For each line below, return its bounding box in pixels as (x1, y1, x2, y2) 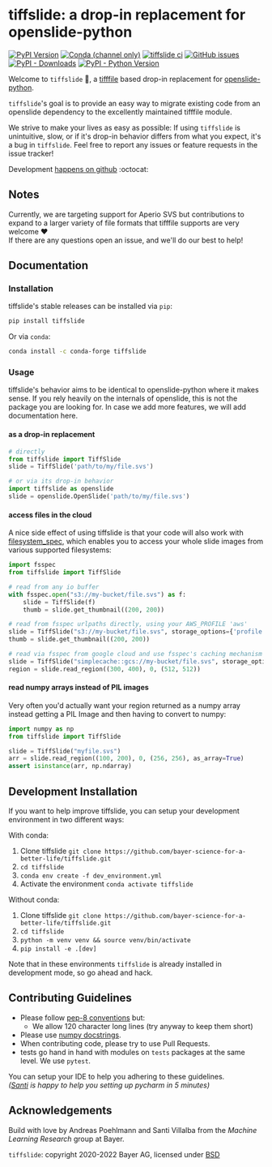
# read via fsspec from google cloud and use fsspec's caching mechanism (8, 650, 263, 659)
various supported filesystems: (8, 545, 112, 555)
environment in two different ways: (8, 815, 125, 825)
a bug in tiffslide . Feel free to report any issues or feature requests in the (8, 139, 258, 149)
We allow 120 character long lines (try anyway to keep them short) (32, 1021, 253, 1031)
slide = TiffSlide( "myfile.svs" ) (8, 747, 121, 755)
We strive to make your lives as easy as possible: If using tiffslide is (8, 122, 241, 132)
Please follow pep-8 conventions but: (19, 1012, 146, 1023)
